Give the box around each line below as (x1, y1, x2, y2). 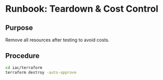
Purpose (5, 23, 33, 32)
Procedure (5, 51, 40, 60)
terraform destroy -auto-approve (5, 70, 77, 75)
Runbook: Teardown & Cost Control (5, 3, 159, 15)
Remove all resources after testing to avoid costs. (5, 37, 110, 43)
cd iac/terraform (5, 65, 43, 70)
